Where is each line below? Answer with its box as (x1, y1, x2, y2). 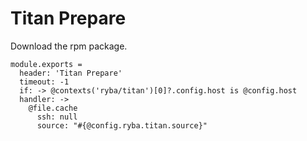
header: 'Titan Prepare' (19, 68, 123, 78)
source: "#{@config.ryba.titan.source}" (36, 120, 208, 131)
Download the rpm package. (10, 40, 128, 52)
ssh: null (36, 112, 78, 122)
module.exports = (10, 59, 83, 69)
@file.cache (28, 103, 78, 113)
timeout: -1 (19, 77, 70, 87)
